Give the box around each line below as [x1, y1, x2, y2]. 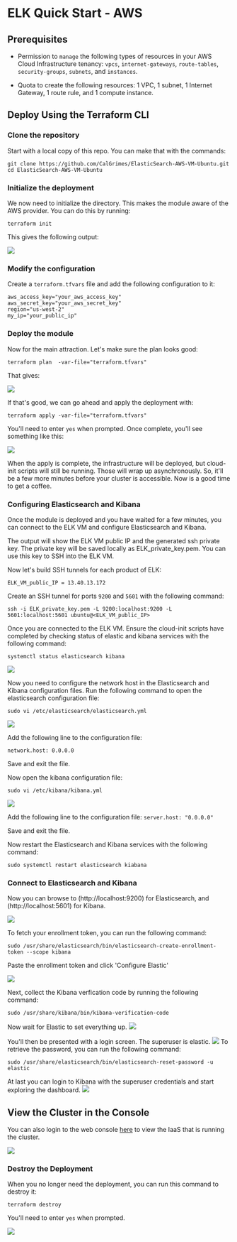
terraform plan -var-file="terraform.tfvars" [7, 359, 147, 366]
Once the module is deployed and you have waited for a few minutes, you [7, 515, 221, 523]
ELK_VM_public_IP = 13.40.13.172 [7, 579, 106, 587]
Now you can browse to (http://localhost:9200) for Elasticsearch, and [7, 894, 209, 903]
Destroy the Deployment [7, 1163, 93, 1173]
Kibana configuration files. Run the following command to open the [7, 686, 202, 694]
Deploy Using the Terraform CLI [7, 109, 150, 121]
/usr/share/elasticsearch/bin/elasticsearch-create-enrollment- [23, 942, 217, 949]
